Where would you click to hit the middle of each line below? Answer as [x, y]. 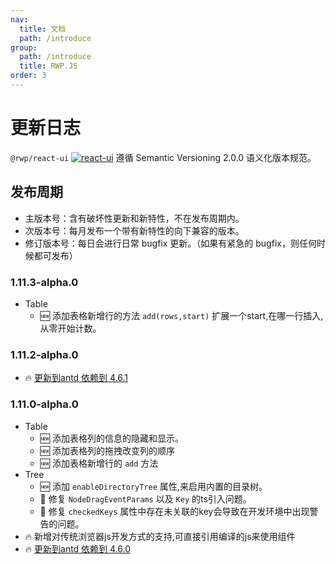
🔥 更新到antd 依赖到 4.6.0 [78, 548]
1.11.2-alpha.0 [44, 354]
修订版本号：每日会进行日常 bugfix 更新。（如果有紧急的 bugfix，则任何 [170, 243]
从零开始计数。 [70, 328]
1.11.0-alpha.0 [44, 404]
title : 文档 [43, 29]
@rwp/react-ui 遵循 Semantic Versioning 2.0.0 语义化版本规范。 [163, 157]
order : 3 [28, 76]
